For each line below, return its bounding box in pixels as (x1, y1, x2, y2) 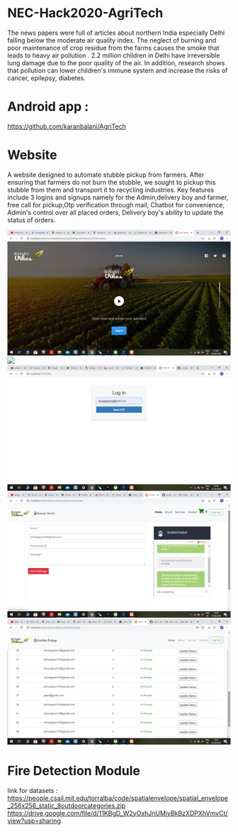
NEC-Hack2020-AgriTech (7, 5, 164, 21)
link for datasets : (7, 786, 58, 794)
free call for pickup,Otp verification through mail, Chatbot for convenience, (7, 200, 225, 209)
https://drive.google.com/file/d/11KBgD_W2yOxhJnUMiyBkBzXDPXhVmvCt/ (7, 809, 228, 817)
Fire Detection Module (7, 763, 140, 779)
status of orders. (7, 215, 56, 224)
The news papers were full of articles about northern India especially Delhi (7, 28, 225, 37)
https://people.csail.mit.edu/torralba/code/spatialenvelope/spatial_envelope (7, 794, 229, 802)
